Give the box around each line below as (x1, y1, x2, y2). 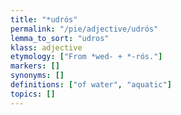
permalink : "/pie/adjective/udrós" (10, 24, 159, 34)
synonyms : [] (10, 71, 65, 81)
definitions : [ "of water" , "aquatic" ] (10, 80, 172, 90)
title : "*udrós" (10, 14, 78, 25)
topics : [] (10, 89, 56, 99)
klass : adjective (10, 42, 83, 53)
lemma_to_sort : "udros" (10, 33, 110, 43)
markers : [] (10, 61, 60, 71)
